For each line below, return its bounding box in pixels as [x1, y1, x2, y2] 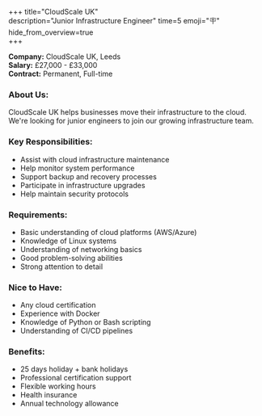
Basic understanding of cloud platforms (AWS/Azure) [19, 227, 197, 237]
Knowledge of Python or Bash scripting [19, 317, 151, 327]
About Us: [8, 89, 49, 100]
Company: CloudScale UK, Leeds [8, 52, 121, 61]
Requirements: [8, 209, 68, 221]
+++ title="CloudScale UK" [8, 7, 99, 16]
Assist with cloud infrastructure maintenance [19, 154, 170, 164]
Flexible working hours [19, 381, 96, 391]
